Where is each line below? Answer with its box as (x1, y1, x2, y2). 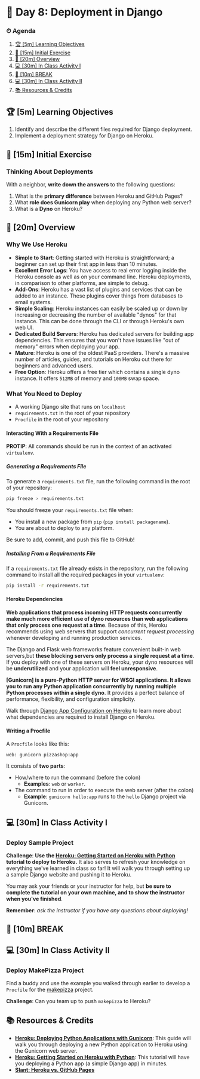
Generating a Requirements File (6, 462, 87, 470)
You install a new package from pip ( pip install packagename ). (14, 518, 170, 525)
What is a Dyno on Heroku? (14, 205, 83, 212)
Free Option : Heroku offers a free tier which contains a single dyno (14, 368, 180, 375)
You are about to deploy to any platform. (14, 525, 115, 532)
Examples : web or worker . (23, 780, 85, 787)
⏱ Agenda (6, 27, 36, 35)
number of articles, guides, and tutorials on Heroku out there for (14, 355, 173, 363)
